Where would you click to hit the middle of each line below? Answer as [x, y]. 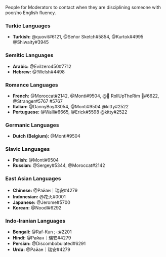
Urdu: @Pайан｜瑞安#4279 [41, 249]
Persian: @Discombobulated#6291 [49, 244]
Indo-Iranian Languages [35, 221]
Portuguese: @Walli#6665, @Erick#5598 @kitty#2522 [70, 112]
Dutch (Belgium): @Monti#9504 [47, 136]
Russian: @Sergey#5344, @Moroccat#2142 [59, 165]
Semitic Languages [29, 55]
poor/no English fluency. [31, 13]
